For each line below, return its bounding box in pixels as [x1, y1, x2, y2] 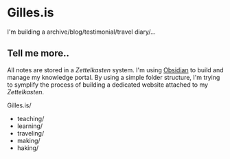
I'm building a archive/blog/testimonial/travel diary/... [7, 28, 156, 36]
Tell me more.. [7, 47, 70, 59]
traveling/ [16, 129, 45, 137]
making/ [16, 136, 41, 145]
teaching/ [16, 114, 45, 123]
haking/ [16, 143, 39, 152]
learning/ [16, 122, 43, 130]
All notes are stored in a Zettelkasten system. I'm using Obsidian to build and [7, 65, 224, 74]
